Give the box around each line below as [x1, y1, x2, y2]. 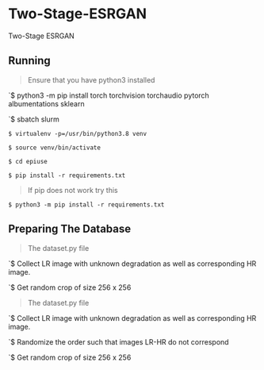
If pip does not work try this [27, 185, 119, 195]
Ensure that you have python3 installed [27, 75, 155, 84]
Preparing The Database [8, 222, 132, 236]
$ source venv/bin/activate [8, 144, 101, 152]
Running [8, 54, 52, 67]
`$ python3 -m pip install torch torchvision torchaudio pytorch [8, 91, 210, 100]
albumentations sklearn [8, 98, 85, 108]
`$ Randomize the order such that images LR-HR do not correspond [8, 337, 229, 346]
